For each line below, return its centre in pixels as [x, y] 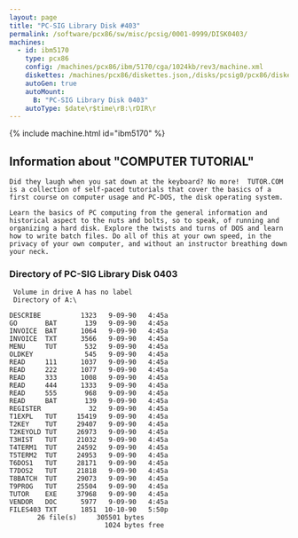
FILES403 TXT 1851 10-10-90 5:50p [89, 510]
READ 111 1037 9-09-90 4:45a [89, 362]
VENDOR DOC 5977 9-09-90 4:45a [89, 502]
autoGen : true [51, 83]
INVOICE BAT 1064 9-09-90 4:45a [89, 331]
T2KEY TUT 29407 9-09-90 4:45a [89, 424]
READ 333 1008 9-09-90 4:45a [89, 378]
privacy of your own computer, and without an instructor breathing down [149, 244]
